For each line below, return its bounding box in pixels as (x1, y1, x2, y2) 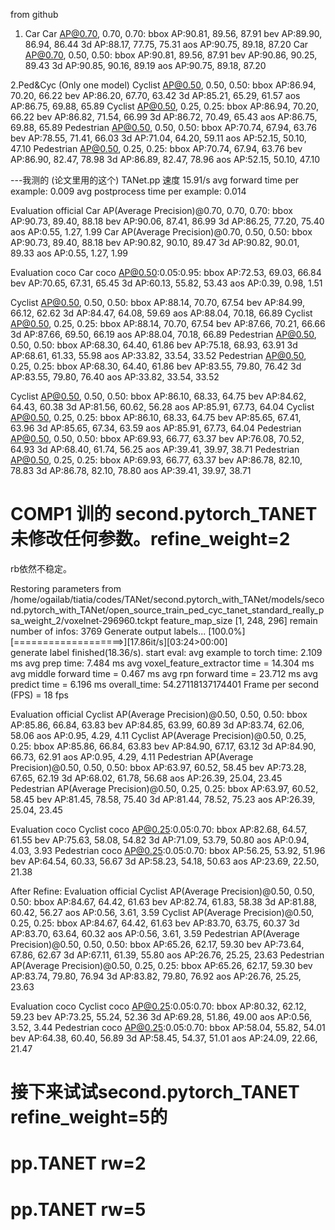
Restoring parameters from (10, 582, 122, 594)
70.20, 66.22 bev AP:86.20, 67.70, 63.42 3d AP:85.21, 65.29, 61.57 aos (10, 90, 301, 101)
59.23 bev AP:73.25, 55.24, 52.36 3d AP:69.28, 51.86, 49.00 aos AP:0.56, (10, 1010, 313, 1023)
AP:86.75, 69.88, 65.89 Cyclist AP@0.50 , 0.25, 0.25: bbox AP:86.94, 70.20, (10, 100, 320, 112)
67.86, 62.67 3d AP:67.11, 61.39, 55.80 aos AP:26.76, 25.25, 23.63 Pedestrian (10, 949, 325, 961)
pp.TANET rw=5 (10, 1198, 147, 1221)
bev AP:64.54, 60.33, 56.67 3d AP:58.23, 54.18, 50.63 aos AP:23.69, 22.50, (10, 855, 320, 867)
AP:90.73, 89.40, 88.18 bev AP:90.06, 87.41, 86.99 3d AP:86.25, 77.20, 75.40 (10, 215, 325, 227)
